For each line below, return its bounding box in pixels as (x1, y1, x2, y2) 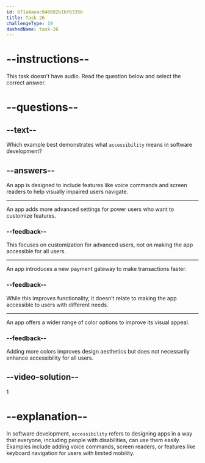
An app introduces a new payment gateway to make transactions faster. (6, 265, 187, 273)
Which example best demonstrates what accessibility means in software (6, 141, 193, 149)
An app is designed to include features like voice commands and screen (6, 182, 188, 188)
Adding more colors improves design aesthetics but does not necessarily (6, 347, 190, 355)
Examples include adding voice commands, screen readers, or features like (6, 443, 196, 450)
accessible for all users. (6, 248, 66, 255)
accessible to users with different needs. (6, 301, 109, 308)
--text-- (6, 125, 37, 135)
